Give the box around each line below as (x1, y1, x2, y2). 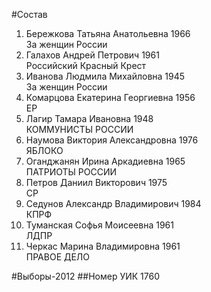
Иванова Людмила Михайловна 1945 (25, 70, 186, 82)
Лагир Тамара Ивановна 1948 (25, 113, 154, 124)
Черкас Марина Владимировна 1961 (25, 240, 181, 252)
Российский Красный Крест (25, 60, 147, 71)
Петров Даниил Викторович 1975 (25, 177, 168, 188)
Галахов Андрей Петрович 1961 (25, 49, 160, 61)
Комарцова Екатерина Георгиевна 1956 (25, 92, 196, 103)
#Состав (11, 9, 48, 20)
